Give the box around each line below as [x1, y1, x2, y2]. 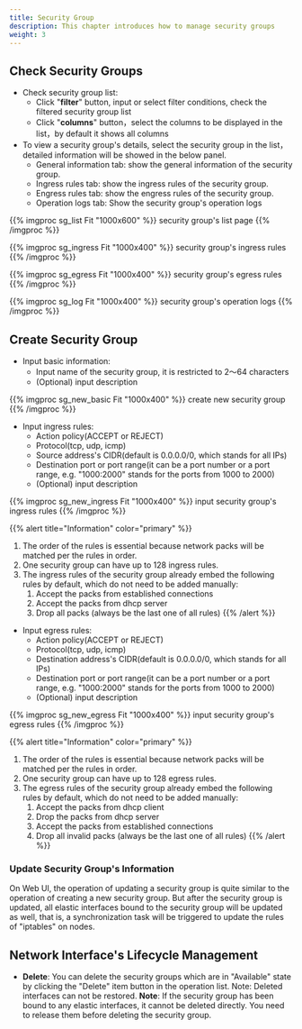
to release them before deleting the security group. [22, 1010, 212, 1021]
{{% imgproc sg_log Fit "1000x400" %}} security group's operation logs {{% [9, 296, 293, 307]
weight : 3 [9, 30, 47, 39]
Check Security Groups [9, 63, 144, 78]
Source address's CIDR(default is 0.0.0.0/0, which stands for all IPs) [35, 450, 288, 460]
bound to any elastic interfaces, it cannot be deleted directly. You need [22, 1000, 285, 1011]
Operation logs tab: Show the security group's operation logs [35, 197, 262, 208]
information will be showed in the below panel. [54, 150, 227, 160]
